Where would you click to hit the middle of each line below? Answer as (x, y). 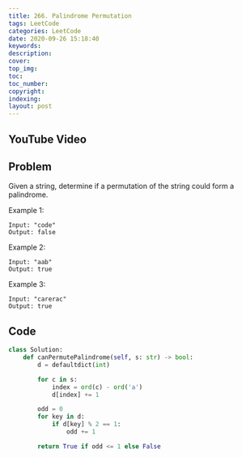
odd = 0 (50, 409)
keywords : (25, 46)
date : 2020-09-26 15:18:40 (54, 38)
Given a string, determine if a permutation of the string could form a (121, 186)
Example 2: (27, 247)
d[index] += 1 (75, 395)
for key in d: (61, 417)
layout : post (30, 106)
